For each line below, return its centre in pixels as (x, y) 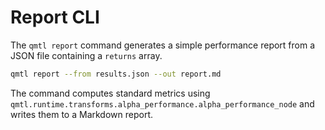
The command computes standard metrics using (110, 93)
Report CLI (55, 17)
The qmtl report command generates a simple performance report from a (163, 45)
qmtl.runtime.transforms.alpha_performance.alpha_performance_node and (162, 103)
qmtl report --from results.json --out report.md (116, 74)
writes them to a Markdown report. (81, 114)
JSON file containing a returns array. (86, 55)
